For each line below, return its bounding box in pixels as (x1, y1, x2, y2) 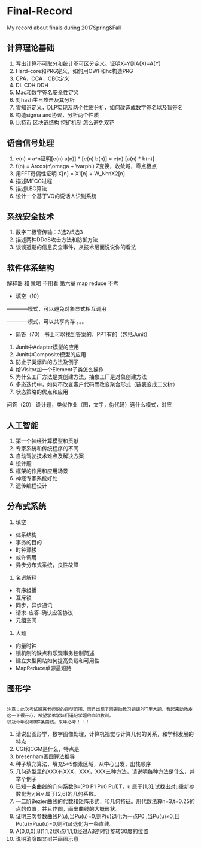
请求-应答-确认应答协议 (15, 609, 74, 616)
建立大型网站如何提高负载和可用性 (15, 657, 100, 664)
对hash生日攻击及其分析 (15, 96, 75, 103)
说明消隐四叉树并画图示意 (15, 835, 79, 842)
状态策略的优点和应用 (15, 388, 68, 396)
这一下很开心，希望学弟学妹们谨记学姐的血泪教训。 (7, 713, 114, 719)
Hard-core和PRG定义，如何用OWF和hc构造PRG (15, 67, 133, 74)
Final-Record (7, 4, 73, 18)
